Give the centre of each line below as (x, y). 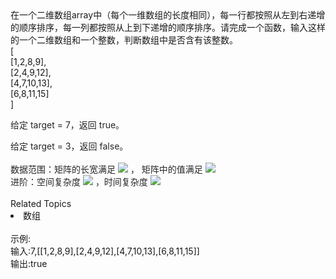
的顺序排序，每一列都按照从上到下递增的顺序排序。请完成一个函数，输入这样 (168, 27)
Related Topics (41, 203)
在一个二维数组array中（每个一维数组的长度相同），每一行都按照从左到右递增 (168, 15)
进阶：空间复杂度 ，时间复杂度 (79, 181)
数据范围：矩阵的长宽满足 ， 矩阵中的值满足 (106, 169)
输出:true (29, 263)
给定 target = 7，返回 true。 (67, 125)
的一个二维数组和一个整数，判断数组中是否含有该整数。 (124, 40)
